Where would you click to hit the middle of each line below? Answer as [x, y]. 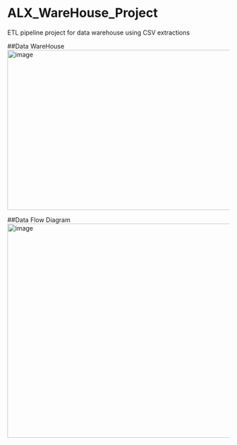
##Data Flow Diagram [39, 219]
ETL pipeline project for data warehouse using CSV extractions [99, 32]
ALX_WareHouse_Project [83, 13]
